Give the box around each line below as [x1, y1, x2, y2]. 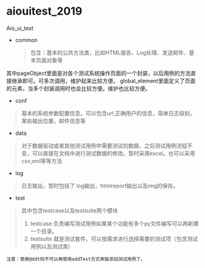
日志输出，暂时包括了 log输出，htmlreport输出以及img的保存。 [21, 182, 179, 189]
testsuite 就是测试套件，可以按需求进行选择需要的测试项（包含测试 [30, 235, 198, 242]
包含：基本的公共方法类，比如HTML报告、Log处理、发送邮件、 [30, 49, 189, 56]
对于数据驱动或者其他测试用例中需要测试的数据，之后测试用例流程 [21, 142, 187, 149]
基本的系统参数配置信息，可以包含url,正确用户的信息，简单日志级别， [21, 109, 195, 117]
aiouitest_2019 [6, 4, 82, 18]
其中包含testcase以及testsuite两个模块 [21, 206, 118, 214]
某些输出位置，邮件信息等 [21, 117, 86, 125]
